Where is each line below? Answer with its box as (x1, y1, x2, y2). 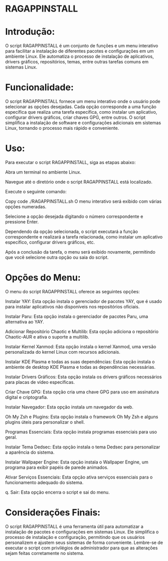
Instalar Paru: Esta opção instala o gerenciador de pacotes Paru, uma (5, 313, 148, 319)
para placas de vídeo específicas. (5, 379, 75, 385)
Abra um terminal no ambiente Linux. (5, 169, 82, 175)
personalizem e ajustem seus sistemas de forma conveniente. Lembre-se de (5, 539, 163, 545)
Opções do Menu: (5, 272, 81, 283)
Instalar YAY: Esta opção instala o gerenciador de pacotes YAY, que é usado (5, 298, 162, 304)
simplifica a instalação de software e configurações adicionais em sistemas (5, 120, 161, 126)
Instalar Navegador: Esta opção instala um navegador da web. (5, 404, 134, 410)
